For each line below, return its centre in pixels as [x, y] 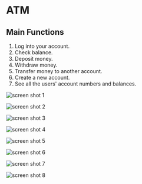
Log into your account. [42, 46]
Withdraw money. [36, 65]
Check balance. [34, 52]
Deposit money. [34, 59]
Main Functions [35, 32]
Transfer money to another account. [58, 71]
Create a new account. [42, 78]
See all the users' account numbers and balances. [75, 84]
